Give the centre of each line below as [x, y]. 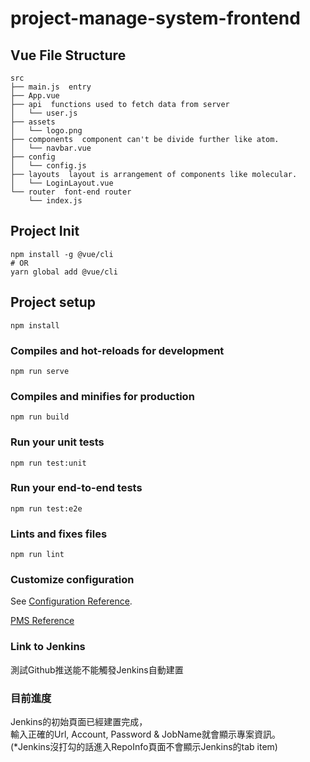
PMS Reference [42, 621]
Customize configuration [72, 580]
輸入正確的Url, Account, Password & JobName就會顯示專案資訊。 [145, 734]
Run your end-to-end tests [76, 488]
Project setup [53, 302]
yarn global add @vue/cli [64, 272]
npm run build [40, 417]
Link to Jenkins [48, 647]
